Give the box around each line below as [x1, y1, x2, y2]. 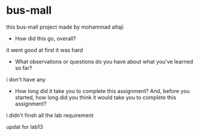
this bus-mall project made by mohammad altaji [6, 23, 124, 30]
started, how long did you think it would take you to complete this [14, 94, 177, 101]
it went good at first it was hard [6, 46, 83, 54]
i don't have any [6, 76, 46, 83]
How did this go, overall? [14, 35, 76, 42]
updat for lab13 [6, 123, 43, 130]
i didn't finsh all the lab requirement [6, 112, 94, 119]
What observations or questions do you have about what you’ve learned [14, 58, 194, 65]
